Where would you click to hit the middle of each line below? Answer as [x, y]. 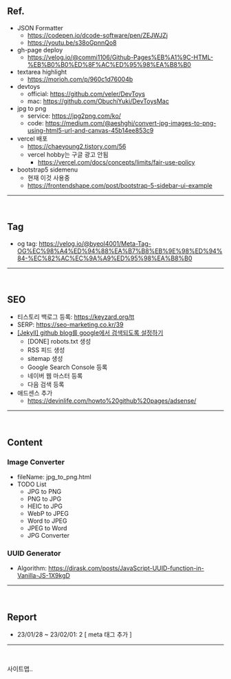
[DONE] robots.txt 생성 [59, 342]
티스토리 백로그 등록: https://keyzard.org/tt [76, 317]
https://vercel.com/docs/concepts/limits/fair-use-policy [116, 162]
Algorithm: [32, 568]
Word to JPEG [47, 521]
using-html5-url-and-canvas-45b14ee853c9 [90, 130]
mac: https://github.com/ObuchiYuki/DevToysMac [98, 101]
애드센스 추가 [35, 393]
